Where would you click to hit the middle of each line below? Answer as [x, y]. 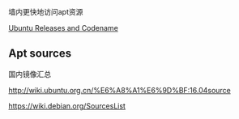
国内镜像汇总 [30, 74]
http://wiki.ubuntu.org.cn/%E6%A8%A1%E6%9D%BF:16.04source [119, 90]
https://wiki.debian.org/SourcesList [67, 106]
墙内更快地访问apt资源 [46, 12]
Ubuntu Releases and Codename [64, 28]
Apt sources [40, 54]
